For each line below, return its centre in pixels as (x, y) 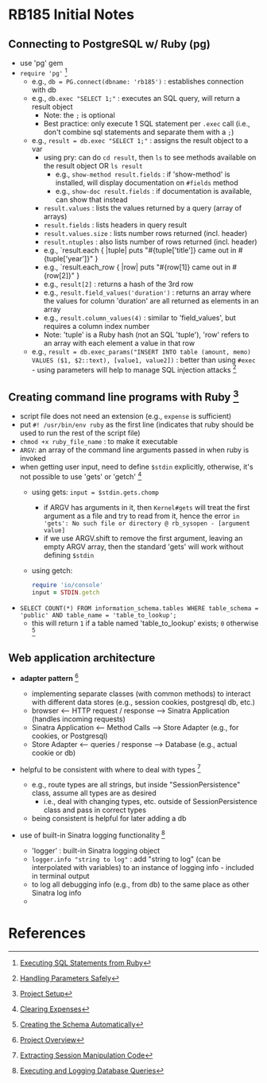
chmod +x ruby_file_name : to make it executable (99, 442)
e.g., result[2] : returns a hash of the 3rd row (118, 284)
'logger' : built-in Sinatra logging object (96, 850)
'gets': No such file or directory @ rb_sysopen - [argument (147, 523)
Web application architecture (82, 658)
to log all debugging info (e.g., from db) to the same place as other (140, 884)
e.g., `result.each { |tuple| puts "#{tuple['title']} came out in (140, 250)
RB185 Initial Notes (72, 15)
